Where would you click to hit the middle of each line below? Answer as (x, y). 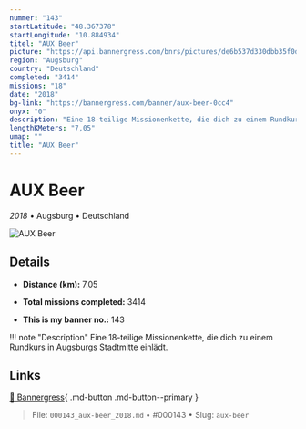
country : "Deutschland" (55, 69)
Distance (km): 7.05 (60, 284)
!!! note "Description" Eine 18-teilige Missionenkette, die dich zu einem (141, 337)
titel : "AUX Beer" (44, 43)
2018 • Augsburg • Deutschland (70, 215)
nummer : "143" (36, 18)
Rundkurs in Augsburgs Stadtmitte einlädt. (89, 347)
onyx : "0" (28, 111)
